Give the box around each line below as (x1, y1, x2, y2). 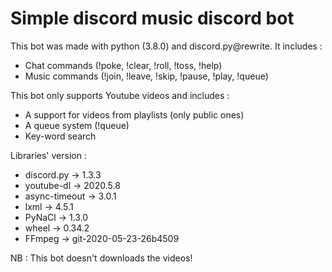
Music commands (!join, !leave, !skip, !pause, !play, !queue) (24, 70, 269, 82)
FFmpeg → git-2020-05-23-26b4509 (24, 232, 180, 244)
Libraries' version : (10, 149, 87, 161)
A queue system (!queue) (24, 119, 130, 131)
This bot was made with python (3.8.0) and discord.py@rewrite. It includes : (10, 40, 323, 52)
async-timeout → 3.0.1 (24, 190, 117, 202)
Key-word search (24, 130, 97, 142)
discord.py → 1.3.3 (24, 168, 102, 181)
